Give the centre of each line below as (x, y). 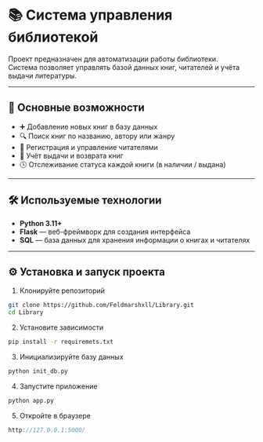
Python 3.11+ (41, 223)
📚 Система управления (90, 15)
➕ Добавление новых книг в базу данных (88, 126)
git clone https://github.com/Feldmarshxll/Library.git (101, 305)
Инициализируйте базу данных (71, 357)
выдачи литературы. (42, 75)
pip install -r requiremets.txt (61, 342)
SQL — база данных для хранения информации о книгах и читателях (135, 239)
